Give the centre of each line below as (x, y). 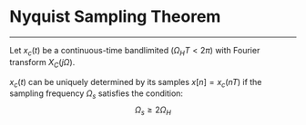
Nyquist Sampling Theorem (115, 17)
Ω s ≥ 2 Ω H (153, 111)
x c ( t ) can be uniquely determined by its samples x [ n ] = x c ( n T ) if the (136, 83)
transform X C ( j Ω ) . (42, 63)
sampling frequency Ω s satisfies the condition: (97, 95)
